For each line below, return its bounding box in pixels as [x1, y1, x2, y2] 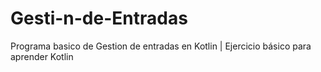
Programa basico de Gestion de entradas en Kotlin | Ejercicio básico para [10, 40, 312, 52]
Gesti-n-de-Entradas [10, 7, 188, 30]
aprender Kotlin [10, 50, 74, 62]
